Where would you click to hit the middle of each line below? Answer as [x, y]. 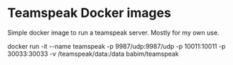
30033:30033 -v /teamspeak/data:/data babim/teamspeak [93, 54]
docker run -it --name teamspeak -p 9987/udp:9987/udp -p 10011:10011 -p [116, 46]
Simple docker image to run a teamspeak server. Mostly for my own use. [113, 32]
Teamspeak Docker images [90, 13]
